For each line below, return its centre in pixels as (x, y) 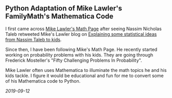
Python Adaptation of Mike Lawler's (64, 8)
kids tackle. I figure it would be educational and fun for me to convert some (84, 76)
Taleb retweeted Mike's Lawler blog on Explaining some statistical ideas (81, 34)
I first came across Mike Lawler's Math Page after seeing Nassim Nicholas (84, 29)
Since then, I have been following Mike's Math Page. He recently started (81, 49)
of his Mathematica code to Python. (43, 81)
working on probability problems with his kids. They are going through (79, 55)
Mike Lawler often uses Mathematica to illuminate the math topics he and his (86, 70)
